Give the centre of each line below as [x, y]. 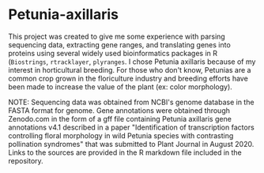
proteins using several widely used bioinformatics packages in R [113, 53]
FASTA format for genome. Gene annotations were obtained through [119, 110]
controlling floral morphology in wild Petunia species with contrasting [121, 135]
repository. [26, 160]
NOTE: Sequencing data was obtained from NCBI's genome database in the [131, 102]
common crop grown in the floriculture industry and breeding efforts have [128, 78]
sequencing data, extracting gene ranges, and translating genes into [119, 44]
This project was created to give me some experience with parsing [117, 36]
